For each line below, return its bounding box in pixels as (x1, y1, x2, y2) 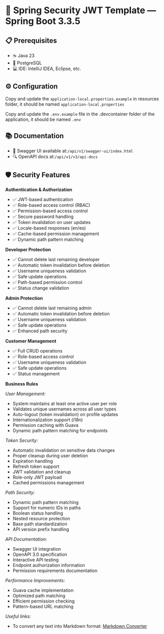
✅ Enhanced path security (12, 328, 68, 334)
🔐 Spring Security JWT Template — (5, 5, 156, 16)
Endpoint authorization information (12, 562, 85, 568)
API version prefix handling (12, 526, 69, 532)
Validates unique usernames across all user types (12, 406, 116, 412)
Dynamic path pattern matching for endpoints (12, 428, 108, 434)
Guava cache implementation (12, 587, 74, 593)
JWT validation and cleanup (12, 469, 71, 475)
